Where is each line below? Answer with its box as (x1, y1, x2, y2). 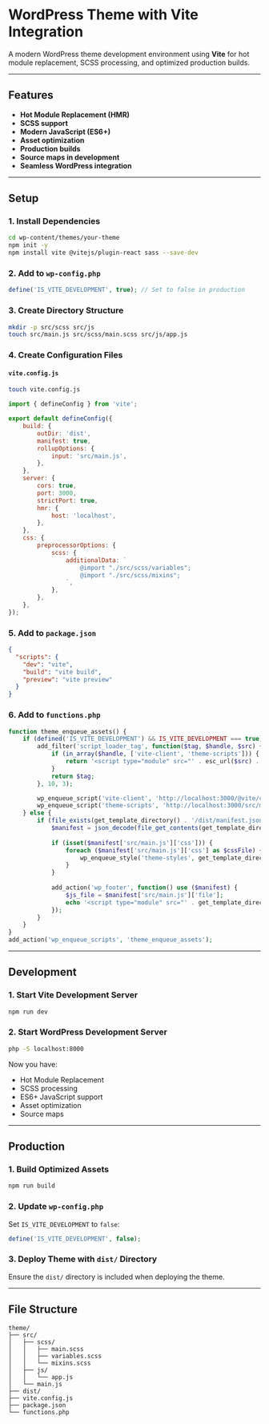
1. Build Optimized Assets (8, 1164, 110, 1175)
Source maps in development (19, 152, 120, 162)
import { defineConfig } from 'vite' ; (8, 400, 138, 408)
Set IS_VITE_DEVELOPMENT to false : (8, 1219, 120, 1228)
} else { (22, 809, 52, 817)
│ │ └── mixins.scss (8, 1359, 91, 1367)
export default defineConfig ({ (8, 415, 113, 423)
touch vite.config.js (8, 386, 81, 394)
